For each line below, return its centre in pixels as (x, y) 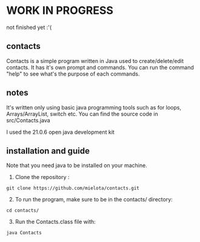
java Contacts (24, 233)
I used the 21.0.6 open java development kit (61, 132)
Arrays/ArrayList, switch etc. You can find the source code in (82, 114)
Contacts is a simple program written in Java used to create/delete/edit (95, 60)
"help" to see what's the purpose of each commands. (73, 74)
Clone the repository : (42, 177)
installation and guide (48, 151)
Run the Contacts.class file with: (55, 222)
